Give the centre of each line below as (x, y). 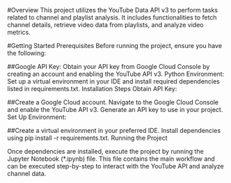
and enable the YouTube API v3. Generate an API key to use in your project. (115, 110)
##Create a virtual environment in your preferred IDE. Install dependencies (114, 130)
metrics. (19, 32)
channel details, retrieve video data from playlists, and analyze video (105, 25)
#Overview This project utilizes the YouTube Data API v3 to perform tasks (112, 10)
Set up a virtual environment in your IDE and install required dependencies (114, 81)
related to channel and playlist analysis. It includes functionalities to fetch (112, 17)
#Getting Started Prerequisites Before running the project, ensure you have (115, 46)
